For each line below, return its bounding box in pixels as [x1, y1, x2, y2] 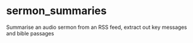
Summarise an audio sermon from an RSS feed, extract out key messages [6, 24, 188, 31]
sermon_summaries [6, 4, 107, 18]
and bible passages [6, 29, 55, 37]
